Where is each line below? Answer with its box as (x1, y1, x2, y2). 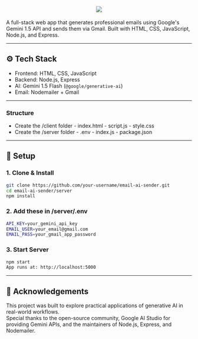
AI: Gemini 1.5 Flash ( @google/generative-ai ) (14, 82, 123, 89)
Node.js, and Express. (6, 31, 60, 38)
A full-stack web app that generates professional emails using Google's (6, 18, 180, 26)
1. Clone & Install (6, 169, 54, 177)
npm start (6, 259, 31, 265)
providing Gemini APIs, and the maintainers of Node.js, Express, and (6, 321, 172, 328)
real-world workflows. (6, 308, 60, 315)
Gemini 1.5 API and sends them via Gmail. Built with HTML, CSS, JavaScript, (6, 25, 190, 32)
